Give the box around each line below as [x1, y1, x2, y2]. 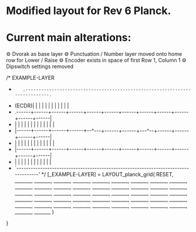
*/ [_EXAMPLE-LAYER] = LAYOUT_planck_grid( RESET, [41, 171, 174, 178]
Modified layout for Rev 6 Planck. [6, 4, 171, 18]
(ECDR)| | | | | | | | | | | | [14, 102, 69, 109]
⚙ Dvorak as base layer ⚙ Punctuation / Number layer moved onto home [6, 51, 183, 58]
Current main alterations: [6, 31, 131, 45]
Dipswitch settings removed [6, 63, 74, 70]
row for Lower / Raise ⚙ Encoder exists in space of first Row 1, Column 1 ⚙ [6, 57, 187, 64]
